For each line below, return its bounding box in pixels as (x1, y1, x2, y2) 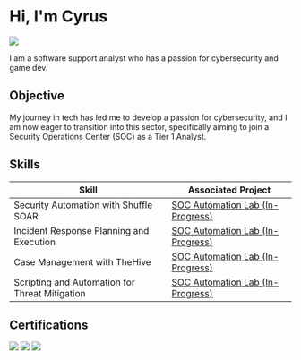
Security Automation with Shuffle (13, 199, 153, 211)
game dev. (9, 62, 48, 73)
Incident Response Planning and (13, 224, 150, 236)
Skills (9, 157, 40, 172)
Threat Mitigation (13, 287, 86, 299)
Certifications (9, 317, 89, 332)
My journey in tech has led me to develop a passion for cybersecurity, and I (9, 112, 288, 123)
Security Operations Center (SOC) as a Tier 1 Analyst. (9, 131, 207, 141)
